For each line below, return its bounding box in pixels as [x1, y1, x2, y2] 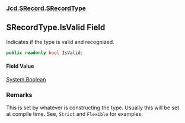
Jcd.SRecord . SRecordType [6, 4, 86, 12]
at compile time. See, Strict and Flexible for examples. [6, 111, 143, 118]
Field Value [6, 62, 34, 70]
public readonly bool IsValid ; [6, 49, 84, 56]
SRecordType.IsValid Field [6, 23, 106, 33]
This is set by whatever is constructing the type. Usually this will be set [6, 104, 180, 111]
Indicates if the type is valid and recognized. [6, 38, 114, 45]
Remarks [6, 90, 33, 99]
